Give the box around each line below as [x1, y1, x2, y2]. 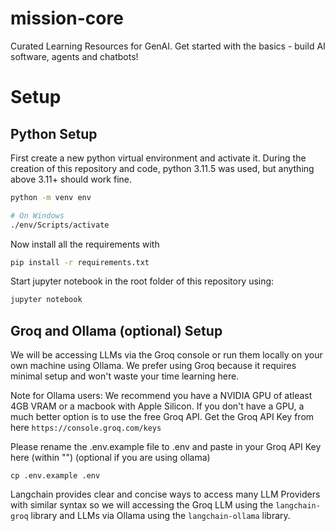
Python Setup [10, 125, 98, 142]
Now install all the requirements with [10, 238, 160, 250]
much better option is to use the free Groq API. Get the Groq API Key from [10, 411, 315, 423]
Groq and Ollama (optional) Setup [10, 322, 223, 339]
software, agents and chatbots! [10, 50, 139, 62]
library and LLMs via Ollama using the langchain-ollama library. [30, 510, 291, 522]
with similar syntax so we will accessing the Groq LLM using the [10, 499, 274, 511]
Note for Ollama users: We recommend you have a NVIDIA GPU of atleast [10, 390, 313, 402]
